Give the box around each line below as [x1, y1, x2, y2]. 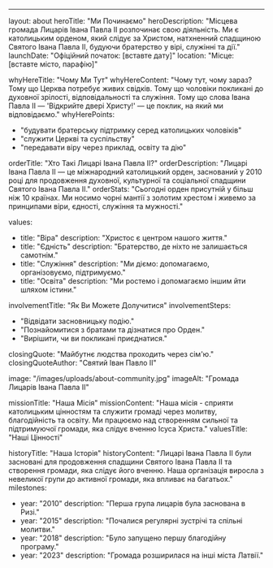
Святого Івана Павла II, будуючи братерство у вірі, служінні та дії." [8, 42, 240, 51]
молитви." [19, 525, 55, 534]
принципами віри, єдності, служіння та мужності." [8, 202, 184, 211]
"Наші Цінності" [8, 432, 63, 442]
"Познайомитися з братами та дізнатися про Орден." [19, 325, 206, 334]
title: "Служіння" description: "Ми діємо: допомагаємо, [19, 259, 210, 268]
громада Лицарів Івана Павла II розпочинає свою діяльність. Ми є [8, 25, 240, 34]
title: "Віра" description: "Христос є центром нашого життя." [19, 233, 227, 242]
